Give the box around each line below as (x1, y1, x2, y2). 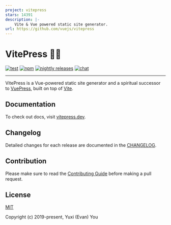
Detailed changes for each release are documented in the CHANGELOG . (5, 142, 157, 148)
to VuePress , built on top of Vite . (5, 85, 74, 92)
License (5, 190, 31, 199)
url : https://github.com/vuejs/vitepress (5, 27, 95, 32)
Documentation (5, 100, 56, 109)
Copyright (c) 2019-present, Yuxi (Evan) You (5, 214, 98, 220)
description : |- (5, 17, 40, 22)
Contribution (5, 157, 47, 166)
